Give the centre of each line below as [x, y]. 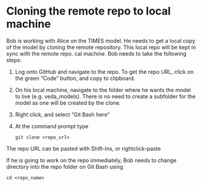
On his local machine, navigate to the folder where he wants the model [103, 90]
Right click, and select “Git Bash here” [62, 114]
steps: [14, 60]
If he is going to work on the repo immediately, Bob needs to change [91, 160]
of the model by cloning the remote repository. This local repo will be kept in [101, 47]
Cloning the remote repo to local [89, 11]
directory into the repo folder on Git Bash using [65, 166]
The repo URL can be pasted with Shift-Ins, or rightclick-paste [84, 148]
